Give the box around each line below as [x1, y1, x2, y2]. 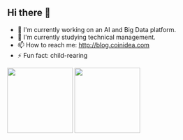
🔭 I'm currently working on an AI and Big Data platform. [17, 25, 177, 33]
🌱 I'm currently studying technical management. [17, 33, 156, 41]
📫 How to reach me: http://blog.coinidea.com [17, 40, 150, 49]
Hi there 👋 [7, 7, 51, 19]
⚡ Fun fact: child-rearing [17, 51, 88, 59]
